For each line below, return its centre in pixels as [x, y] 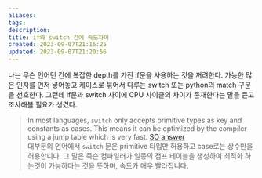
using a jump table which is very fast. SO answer [106, 137]
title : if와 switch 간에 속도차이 [59, 37]
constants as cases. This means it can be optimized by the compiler [137, 129]
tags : [17, 23]
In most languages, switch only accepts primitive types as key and [135, 120]
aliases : [22, 15]
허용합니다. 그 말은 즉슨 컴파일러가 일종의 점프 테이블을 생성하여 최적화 [135, 156]
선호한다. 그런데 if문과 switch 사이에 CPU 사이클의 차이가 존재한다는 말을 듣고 [135, 94]
